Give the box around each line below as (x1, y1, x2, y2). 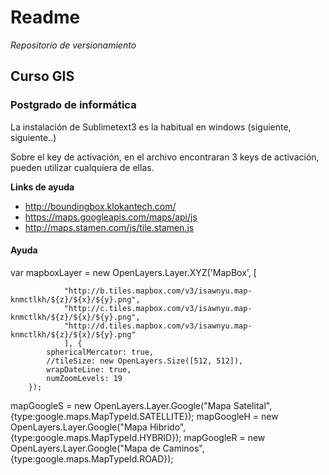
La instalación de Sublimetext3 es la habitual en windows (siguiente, (10, 121, 292, 133)
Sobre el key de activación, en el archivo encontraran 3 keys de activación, (10, 151, 320, 163)
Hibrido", (149, 421, 187, 433)
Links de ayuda (10, 181, 75, 193)
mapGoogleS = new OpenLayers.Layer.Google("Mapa (10, 399, 232, 411)
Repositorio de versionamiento (10, 39, 137, 51)
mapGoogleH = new (196, 410, 279, 422)
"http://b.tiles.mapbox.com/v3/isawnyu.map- (63, 286, 253, 296)
